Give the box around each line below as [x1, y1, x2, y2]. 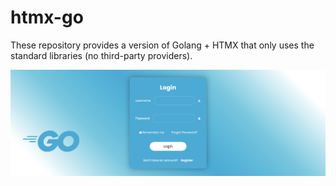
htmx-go [10, 6, 84, 29]
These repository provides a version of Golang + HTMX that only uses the [10, 39, 315, 51]
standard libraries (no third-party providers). [10, 49, 193, 61]
